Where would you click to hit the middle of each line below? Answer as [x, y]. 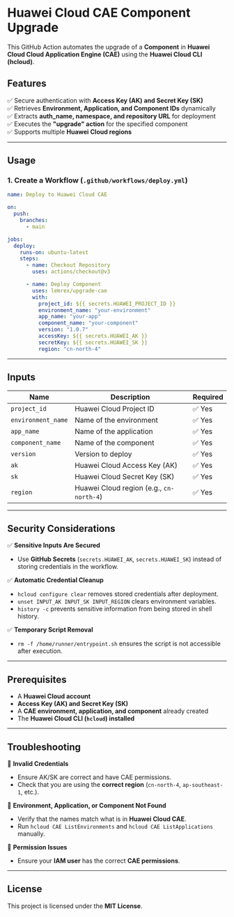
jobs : [15, 239]
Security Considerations [62, 528]
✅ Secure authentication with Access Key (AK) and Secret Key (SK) [105, 100]
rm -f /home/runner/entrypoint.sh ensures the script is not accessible [119, 644]
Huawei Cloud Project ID [114, 409]
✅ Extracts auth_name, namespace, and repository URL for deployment [111, 116]
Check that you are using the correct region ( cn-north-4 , [99, 784]
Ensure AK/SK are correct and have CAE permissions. [94, 777]
